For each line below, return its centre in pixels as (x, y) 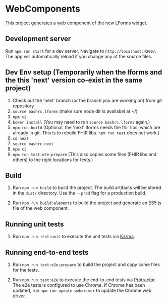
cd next (20, 138)
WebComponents (43, 9)
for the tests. (26, 270)
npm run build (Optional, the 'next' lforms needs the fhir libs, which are (86, 127)
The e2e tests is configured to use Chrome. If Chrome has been (79, 285)
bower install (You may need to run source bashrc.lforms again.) (81, 122)
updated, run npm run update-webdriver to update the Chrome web (82, 290)
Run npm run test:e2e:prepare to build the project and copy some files (86, 264)
